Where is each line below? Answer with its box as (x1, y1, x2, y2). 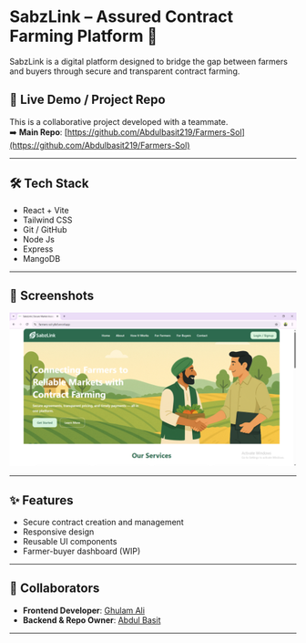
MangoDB (22, 253, 61, 264)
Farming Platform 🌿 (9, 26, 158, 47)
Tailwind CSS (22, 214, 73, 225)
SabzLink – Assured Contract (9, 6, 234, 27)
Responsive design (22, 526, 95, 537)
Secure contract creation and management (22, 516, 184, 527)
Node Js (22, 233, 55, 244)
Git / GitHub (22, 223, 67, 234)
